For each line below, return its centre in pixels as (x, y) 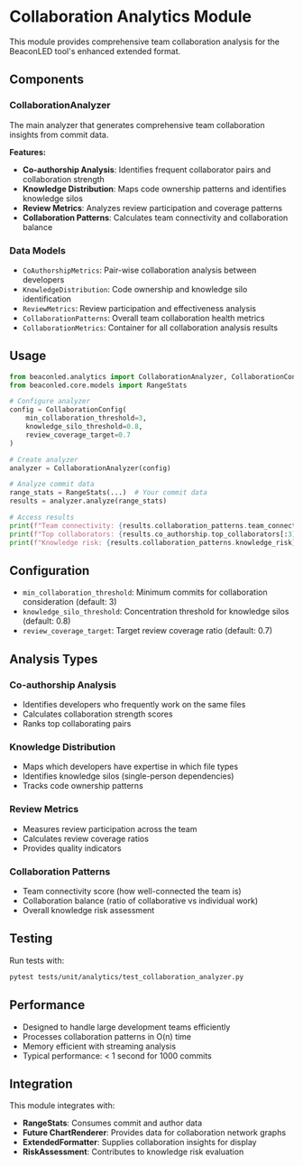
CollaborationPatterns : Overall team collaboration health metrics (143, 318)
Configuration (50, 571)
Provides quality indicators (72, 848)
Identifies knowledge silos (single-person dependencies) (128, 776)
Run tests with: (37, 960)
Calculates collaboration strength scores (97, 714)
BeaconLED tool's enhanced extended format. (95, 51)
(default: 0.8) (46, 621)
